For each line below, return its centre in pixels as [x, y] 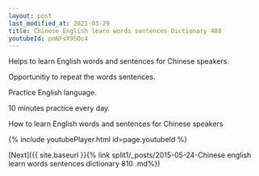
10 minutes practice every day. [59, 108]
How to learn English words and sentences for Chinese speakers [116, 124]
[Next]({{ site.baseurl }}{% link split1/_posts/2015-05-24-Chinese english [130, 155]
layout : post [30, 16]
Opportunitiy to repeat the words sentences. [82, 77]
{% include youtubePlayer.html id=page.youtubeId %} [98, 140]
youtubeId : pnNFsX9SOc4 [48, 38]
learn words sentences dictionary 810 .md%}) [84, 164]
